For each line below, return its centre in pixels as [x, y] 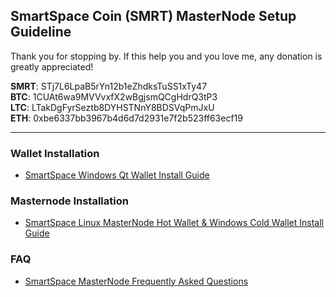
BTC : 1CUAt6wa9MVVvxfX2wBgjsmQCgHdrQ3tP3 [114, 96]
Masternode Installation [69, 201]
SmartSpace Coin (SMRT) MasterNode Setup [153, 16]
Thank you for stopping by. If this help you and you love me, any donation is [166, 56]
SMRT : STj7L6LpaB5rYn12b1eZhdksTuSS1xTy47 [109, 86]
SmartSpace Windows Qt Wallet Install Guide [117, 175]
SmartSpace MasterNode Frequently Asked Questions [136, 281]
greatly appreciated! [52, 66]
